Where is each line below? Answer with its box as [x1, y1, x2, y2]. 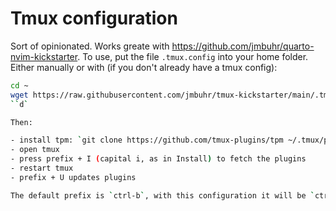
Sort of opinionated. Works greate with [10, 40, 170, 52]
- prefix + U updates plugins [10, 172, 137, 182]
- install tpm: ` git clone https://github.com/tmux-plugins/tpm [10, 135, 284, 146]
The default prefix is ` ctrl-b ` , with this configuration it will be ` [10, 190, 315, 201]
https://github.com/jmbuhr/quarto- [171, 40, 315, 52]
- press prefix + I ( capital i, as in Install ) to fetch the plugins [10, 154, 307, 164]
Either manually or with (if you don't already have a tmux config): [10, 61, 278, 73]
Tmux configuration [10, 7, 178, 30]
